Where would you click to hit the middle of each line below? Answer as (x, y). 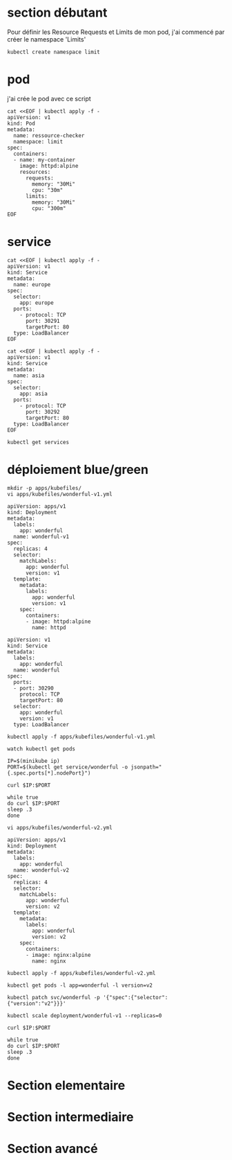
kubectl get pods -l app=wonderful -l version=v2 (80, 985)
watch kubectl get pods (41, 749)
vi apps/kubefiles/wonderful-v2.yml (60, 827)
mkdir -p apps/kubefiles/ (44, 488)
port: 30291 (42, 321)
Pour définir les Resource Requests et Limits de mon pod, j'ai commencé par (116, 32)
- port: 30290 (33, 688)
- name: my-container (45, 160)
